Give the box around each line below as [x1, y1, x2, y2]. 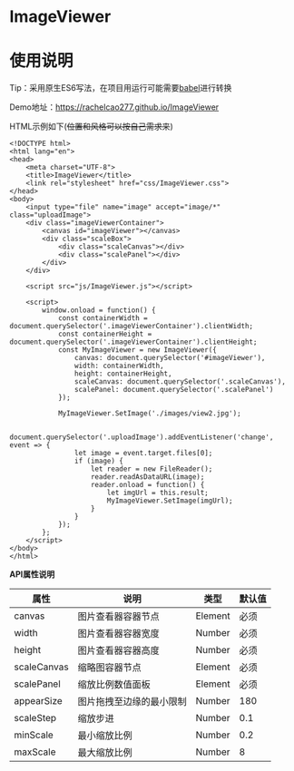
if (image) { [73, 456, 124, 466]
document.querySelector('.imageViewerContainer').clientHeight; [9, 337, 258, 346]
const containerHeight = [57, 329, 152, 339]
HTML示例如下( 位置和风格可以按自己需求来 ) [9, 121, 174, 132]
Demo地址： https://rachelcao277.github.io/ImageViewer [9, 102, 220, 112]
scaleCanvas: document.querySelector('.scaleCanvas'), [73, 377, 286, 386]
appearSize [14, 695, 64, 708]
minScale [14, 728, 54, 741]
